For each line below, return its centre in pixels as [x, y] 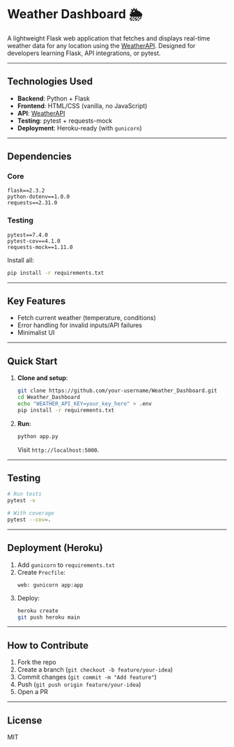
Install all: [21, 260]
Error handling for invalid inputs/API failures [80, 325]
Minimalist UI [36, 333]
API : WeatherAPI [41, 113]
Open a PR [33, 692]
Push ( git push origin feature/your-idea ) [79, 684]
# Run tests [24, 494]
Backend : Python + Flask [54, 98]
